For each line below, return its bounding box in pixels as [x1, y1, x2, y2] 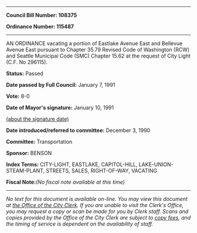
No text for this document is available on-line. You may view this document [6, 195, 188, 202]
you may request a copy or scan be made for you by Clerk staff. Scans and [6, 208, 189, 215]
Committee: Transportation [6, 139, 73, 145]
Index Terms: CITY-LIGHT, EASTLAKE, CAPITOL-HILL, [6, 161, 138, 168]
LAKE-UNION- [138, 161, 174, 168]
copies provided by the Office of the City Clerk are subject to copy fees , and [6, 214, 191, 221]
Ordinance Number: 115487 [6, 23, 74, 30]
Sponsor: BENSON [6, 150, 52, 156]
